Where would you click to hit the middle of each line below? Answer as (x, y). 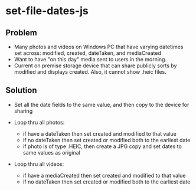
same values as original (51, 152)
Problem (22, 33)
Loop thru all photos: (39, 122)
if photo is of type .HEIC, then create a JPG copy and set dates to (102, 146)
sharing (23, 111)
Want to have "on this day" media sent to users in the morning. (90, 59)
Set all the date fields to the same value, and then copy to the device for (102, 104)
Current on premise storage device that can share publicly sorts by (95, 65)
